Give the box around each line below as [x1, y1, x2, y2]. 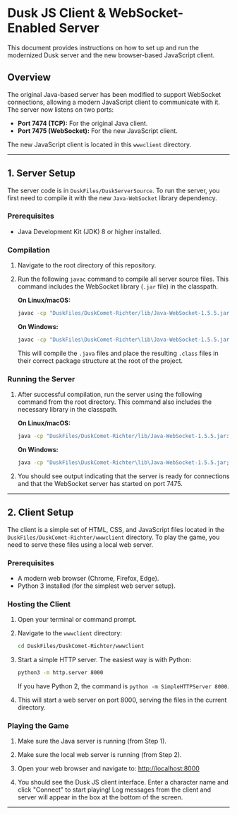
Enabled [7, 20, 56, 36]
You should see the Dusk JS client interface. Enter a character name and [17, 778, 229, 787]
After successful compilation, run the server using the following [17, 391, 202, 399]
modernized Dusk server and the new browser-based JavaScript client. [7, 51, 215, 59]
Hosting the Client [7, 599, 71, 609]
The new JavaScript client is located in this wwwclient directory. [7, 140, 192, 149]
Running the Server [7, 374, 75, 383]
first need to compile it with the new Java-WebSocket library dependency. [7, 193, 217, 202]
